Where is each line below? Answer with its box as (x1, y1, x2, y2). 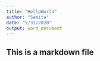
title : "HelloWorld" (6, 8, 58, 15)
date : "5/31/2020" (6, 20, 52, 25)
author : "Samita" (6, 14, 49, 20)
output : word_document (6, 25, 62, 31)
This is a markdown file (6, 47, 94, 57)
